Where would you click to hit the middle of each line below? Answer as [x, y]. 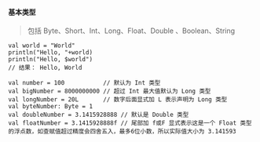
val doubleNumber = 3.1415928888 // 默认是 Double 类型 [99, 115]
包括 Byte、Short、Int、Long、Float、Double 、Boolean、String [131, 31]
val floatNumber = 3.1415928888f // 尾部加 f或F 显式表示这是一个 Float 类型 [130, 123]
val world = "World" [42, 46]
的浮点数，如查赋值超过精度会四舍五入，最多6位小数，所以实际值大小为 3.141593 [122, 132]
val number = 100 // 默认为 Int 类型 [84, 83]
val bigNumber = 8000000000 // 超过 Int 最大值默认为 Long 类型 [110, 91]
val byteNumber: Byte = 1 [50, 107]
